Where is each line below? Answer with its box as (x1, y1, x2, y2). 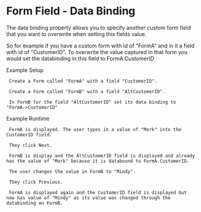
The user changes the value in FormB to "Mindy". (8, 168, 136, 175)
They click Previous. (8, 179, 63, 185)
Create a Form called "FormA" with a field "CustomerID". (8, 78, 158, 84)
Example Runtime (6, 115, 50, 122)
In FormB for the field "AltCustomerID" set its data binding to (8, 99, 176, 105)
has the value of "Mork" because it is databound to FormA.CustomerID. (6, 158, 190, 164)
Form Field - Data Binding (6, 4, 135, 18)
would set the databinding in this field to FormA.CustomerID (6, 55, 155, 62)
